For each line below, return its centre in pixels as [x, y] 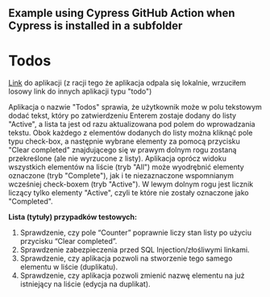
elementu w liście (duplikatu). [69, 267]
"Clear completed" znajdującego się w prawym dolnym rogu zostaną [123, 150]
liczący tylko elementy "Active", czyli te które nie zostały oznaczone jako [129, 193]
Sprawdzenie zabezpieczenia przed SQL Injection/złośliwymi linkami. [135, 250]
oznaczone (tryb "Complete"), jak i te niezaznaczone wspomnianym [121, 176]
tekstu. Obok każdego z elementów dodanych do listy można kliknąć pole [131, 133]
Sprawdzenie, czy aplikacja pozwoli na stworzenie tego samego [126, 258]
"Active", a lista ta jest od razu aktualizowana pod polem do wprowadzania [132, 124]
